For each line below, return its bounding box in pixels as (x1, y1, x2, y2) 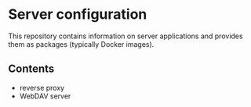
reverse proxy (19, 83, 65, 92)
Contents (8, 62, 55, 76)
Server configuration (8, 5, 147, 23)
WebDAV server (19, 91, 71, 101)
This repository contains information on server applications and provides (8, 31, 243, 41)
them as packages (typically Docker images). (8, 39, 155, 48)
